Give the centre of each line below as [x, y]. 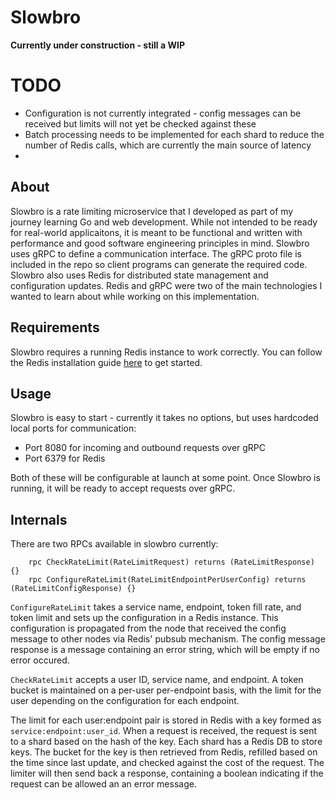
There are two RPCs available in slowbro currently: [114, 544]
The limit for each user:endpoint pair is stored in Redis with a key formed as [166, 720]
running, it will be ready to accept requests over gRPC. [123, 488]
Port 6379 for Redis [65, 458]
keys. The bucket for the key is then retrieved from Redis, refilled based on [164, 752]
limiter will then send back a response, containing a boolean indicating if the [167, 773]
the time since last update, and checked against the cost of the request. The [167, 763]
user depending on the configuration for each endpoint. [125, 701]
